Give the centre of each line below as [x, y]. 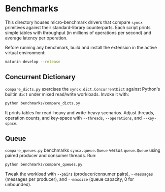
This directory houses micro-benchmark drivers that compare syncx [74, 22]
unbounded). [18, 185]
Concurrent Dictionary [40, 77]
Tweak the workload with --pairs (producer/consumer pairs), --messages [79, 174]
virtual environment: [25, 53]
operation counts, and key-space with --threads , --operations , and [73, 118]
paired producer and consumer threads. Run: [51, 156]
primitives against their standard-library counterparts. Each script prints [78, 27]
